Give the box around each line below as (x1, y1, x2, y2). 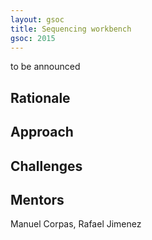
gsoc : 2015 (10, 33, 56, 43)
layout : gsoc (10, 14, 65, 25)
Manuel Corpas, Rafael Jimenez (10, 218, 142, 230)
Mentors (10, 191, 65, 208)
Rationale (10, 89, 71, 106)
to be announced (10, 61, 81, 73)
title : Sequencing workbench (10, 24, 132, 34)
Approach (10, 124, 74, 141)
